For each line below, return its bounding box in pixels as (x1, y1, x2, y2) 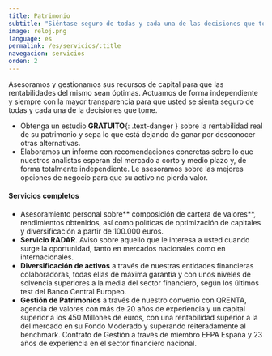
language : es (8, 34, 53, 43)
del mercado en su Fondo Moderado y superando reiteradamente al (19, 321, 247, 331)
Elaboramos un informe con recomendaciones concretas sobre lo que (19, 147, 253, 157)
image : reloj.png (8, 27, 67, 35)
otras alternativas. (19, 138, 81, 148)
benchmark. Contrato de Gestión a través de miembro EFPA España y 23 (19, 330, 263, 340)
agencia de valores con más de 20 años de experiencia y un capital (19, 304, 245, 314)
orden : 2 (8, 58, 38, 66)
